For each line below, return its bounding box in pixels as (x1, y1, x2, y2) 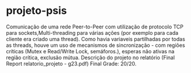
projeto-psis (6, 4, 67, 17)
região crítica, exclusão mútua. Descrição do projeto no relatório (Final (6, 54, 175, 61)
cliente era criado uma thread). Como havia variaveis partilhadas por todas (6, 35, 185, 42)
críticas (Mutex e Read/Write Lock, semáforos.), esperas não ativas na (6, 48, 175, 54)
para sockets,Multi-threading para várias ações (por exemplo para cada (6, 29, 179, 36)
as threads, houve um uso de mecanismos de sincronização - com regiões (6, 42, 185, 49)
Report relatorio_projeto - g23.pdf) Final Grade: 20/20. (6, 60, 137, 67)
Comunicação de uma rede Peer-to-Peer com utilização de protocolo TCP (6, 23, 184, 30)
